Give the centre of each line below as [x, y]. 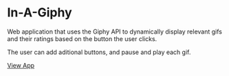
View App [21, 65]
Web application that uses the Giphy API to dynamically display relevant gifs [115, 31]
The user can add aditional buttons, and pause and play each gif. [99, 52]
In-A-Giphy [40, 13]
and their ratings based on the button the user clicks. [82, 38]
